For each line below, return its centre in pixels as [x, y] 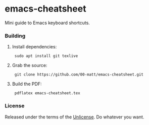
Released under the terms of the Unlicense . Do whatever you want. [74, 117]
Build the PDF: [27, 84]
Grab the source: [30, 66]
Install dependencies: [34, 47]
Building [15, 36]
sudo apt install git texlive [46, 56]
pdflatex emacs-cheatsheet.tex [47, 93]
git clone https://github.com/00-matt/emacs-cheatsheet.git [79, 75]
